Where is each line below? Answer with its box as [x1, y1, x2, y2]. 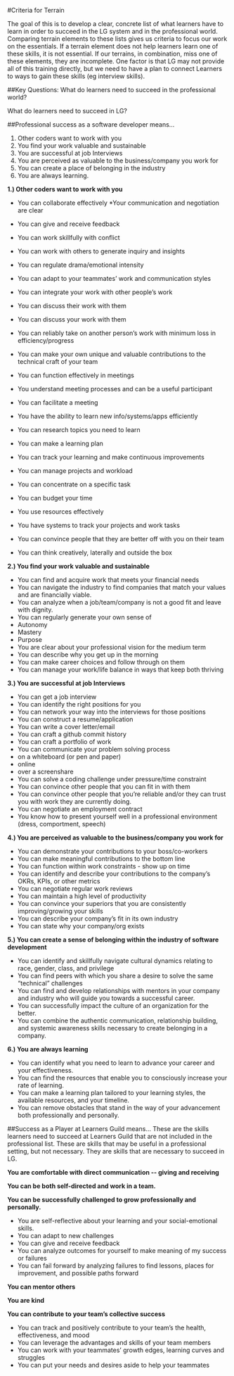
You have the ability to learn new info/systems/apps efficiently [17, 412, 198, 420]
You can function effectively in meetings [17, 371, 135, 379]
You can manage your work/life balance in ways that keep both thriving [17, 665, 224, 674]
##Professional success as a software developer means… [7, 120, 175, 129]
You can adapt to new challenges [17, 1232, 115, 1239]
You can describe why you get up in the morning [17, 650, 159, 659]
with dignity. [17, 605, 53, 614]
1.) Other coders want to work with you [7, 185, 123, 193]
